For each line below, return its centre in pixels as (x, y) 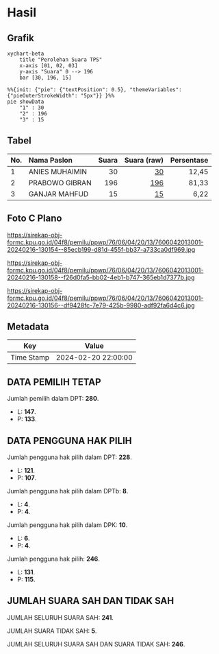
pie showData (26, 102)
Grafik (21, 38)
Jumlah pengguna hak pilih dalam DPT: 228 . (69, 457)
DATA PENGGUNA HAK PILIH (69, 441)
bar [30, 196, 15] (46, 78)
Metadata (28, 327)
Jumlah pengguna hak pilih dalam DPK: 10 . (67, 525)
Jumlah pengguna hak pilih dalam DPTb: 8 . (68, 491)
